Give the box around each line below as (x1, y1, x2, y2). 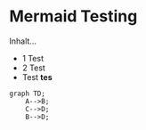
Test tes (21, 71, 53, 82)
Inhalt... (9, 36, 37, 46)
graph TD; (9, 89, 46, 98)
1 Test (21, 53, 45, 63)
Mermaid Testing (9, 6, 138, 27)
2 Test (21, 62, 46, 73)
